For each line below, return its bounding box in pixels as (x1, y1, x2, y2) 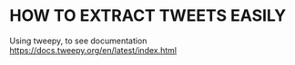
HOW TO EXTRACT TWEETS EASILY (9, 5, 287, 26)
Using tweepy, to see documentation (9, 35, 147, 46)
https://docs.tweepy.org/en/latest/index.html (9, 44, 178, 55)
